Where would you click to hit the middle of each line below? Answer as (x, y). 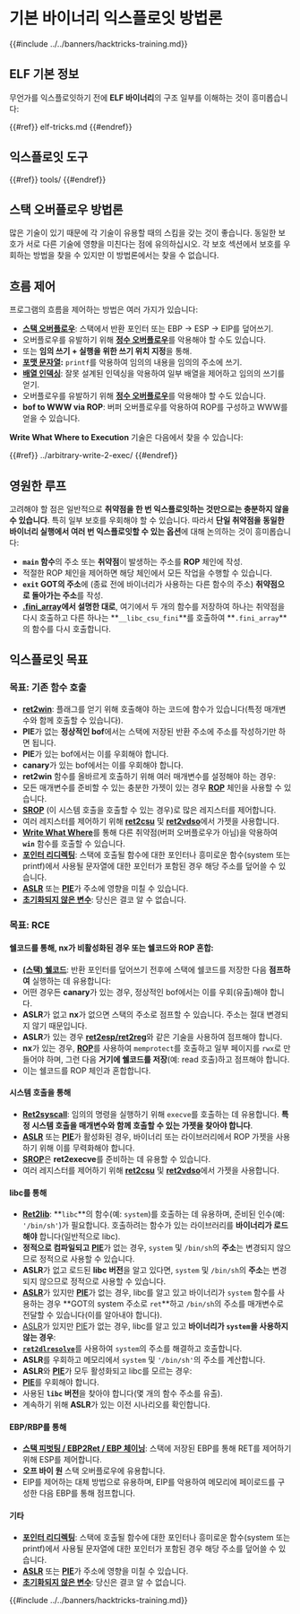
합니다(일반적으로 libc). (80, 1237)
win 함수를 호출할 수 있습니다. (73, 843)
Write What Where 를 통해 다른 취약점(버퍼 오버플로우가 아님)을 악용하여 (150, 832)
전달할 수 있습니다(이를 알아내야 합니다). (92, 1315)
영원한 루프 (38, 486)
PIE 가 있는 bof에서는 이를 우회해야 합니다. (95, 753)
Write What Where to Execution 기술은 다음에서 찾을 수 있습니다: (126, 438)
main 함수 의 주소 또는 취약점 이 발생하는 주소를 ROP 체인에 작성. (133, 562)
